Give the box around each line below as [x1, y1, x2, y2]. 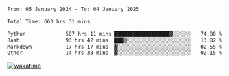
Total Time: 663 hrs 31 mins [7, 18, 91, 25]
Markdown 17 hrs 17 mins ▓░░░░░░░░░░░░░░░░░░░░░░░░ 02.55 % [7, 43, 223, 50]
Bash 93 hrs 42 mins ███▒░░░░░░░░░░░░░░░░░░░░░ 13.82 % [7, 37, 223, 44]
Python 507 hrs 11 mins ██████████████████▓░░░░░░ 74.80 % [7, 30, 223, 37]
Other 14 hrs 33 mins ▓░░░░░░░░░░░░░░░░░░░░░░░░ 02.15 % [7, 49, 223, 57]
